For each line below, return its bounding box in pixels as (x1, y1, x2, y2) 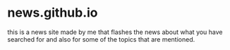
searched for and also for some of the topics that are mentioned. (7, 35, 195, 43)
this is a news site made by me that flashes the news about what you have (7, 28, 224, 36)
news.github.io (7, 5, 98, 21)
